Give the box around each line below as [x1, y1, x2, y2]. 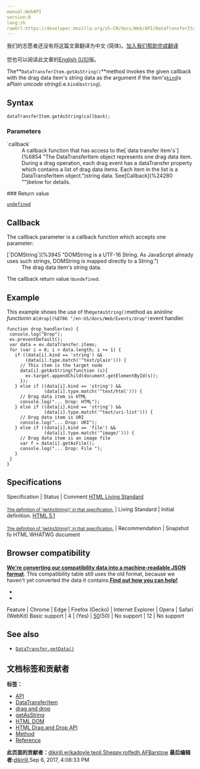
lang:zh [7, 20, 26, 26]
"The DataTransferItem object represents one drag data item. [43, 153, 192, 160]
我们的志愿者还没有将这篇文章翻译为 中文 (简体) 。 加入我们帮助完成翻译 [7, 42, 179, 49]
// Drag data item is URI [20, 414, 84, 420]
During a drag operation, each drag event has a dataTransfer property [21, 160, 192, 167]
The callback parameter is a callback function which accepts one [7, 233, 166, 240]
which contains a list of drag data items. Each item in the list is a [21, 166, 178, 173]
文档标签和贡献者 [7, 663, 69, 674]
